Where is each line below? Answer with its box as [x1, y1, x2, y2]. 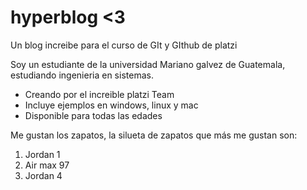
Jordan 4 [24, 169, 63, 181]
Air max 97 [24, 159, 70, 171]
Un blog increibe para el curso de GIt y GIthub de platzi [10, 39, 238, 51]
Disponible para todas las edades [24, 109, 163, 121]
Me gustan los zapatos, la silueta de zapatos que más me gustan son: [10, 129, 298, 141]
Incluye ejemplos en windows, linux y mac [24, 99, 199, 111]
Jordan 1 [24, 148, 61, 160]
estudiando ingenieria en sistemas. [10, 69, 154, 81]
